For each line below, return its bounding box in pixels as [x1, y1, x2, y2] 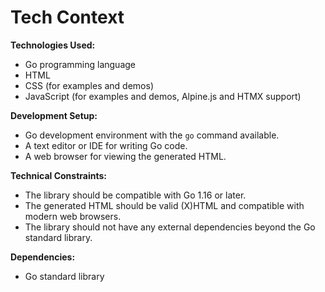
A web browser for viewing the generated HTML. [24, 150, 227, 162]
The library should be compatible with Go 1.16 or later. [24, 189, 247, 201]
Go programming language [24, 58, 137, 70]
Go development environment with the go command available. [24, 129, 280, 141]
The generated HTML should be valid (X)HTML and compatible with [24, 199, 305, 211]
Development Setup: [10, 109, 98, 121]
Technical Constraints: [10, 169, 107, 181]
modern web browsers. [24, 210, 122, 222]
